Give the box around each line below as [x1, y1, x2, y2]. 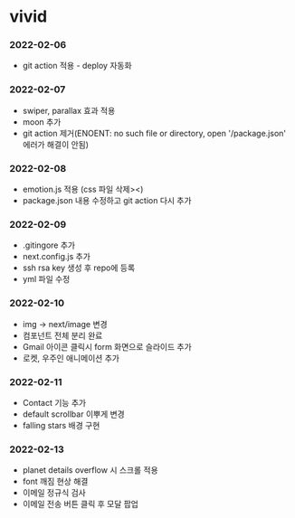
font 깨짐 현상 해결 [22, 476, 89, 487]
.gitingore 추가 [22, 240, 75, 250]
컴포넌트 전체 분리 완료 [22, 330, 103, 341]
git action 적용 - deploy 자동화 [22, 61, 133, 71]
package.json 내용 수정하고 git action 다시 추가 [22, 195, 192, 206]
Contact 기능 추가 [22, 397, 87, 408]
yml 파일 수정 [22, 274, 71, 285]
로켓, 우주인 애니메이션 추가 [22, 353, 120, 363]
